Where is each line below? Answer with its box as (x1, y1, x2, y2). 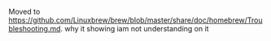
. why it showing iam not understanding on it (60, 24, 209, 33)
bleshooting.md (8, 24, 61, 33)
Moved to (8, 7, 41, 16)
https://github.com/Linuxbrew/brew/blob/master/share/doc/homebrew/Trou (8, 15, 263, 25)
